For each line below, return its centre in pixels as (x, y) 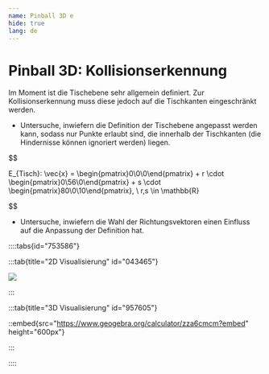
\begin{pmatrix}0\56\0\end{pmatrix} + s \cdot (85, 183)
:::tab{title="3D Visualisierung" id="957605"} (83, 308)
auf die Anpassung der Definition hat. (82, 231)
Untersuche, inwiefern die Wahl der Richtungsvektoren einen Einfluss (135, 222)
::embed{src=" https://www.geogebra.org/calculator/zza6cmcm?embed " (129, 323)
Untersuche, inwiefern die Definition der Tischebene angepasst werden (139, 125)
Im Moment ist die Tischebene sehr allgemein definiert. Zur (106, 92)
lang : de (23, 31)
